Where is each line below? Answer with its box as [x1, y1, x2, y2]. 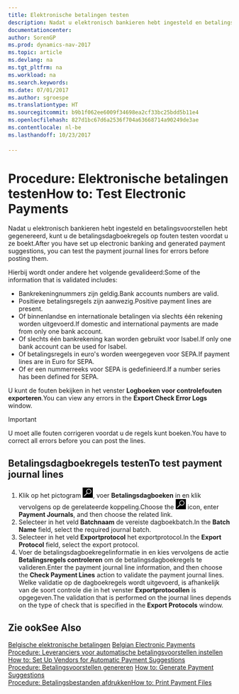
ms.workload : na [8, 71, 56, 78]
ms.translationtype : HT [8, 102, 79, 109]
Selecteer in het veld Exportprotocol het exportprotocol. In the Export [18, 533, 222, 542]
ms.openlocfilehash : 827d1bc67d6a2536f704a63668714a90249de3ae [8, 117, 199, 124]
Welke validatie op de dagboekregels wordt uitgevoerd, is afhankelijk [18, 578, 220, 587]
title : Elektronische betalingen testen [8, 11, 130, 18]
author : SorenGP [8, 34, 56, 41]
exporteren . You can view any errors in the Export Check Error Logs [8, 394, 208, 402]
